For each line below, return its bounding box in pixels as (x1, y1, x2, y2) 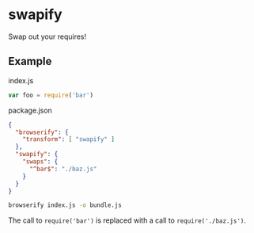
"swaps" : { (22, 158, 59, 166)
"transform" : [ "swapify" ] (22, 136, 115, 143)
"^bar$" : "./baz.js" (28, 165, 97, 173)
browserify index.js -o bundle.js (8, 201, 123, 209)
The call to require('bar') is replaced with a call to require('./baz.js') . (8, 216, 247, 225)
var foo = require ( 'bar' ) (8, 91, 93, 99)
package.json (8, 105, 53, 115)
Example (8, 55, 52, 68)
